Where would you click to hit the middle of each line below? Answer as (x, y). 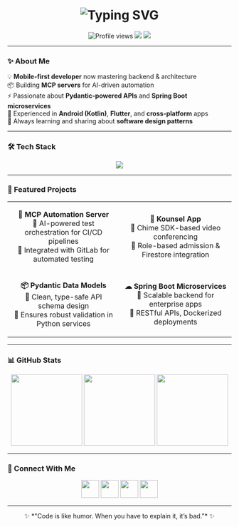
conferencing (175, 237)
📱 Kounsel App (175, 219)
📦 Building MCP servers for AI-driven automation (81, 85)
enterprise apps (176, 305)
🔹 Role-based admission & (176, 245)
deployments (176, 322)
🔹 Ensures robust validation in (64, 314)
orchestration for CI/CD (64, 232)
